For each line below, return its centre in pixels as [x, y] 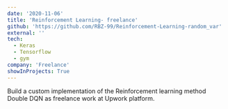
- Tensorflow [32, 52]
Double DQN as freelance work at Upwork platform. [81, 98]
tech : [15, 39]
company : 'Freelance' [39, 65]
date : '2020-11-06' [35, 13]
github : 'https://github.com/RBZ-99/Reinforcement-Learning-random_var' [115, 26]
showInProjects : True [39, 71]
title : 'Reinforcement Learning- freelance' [73, 20]
